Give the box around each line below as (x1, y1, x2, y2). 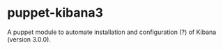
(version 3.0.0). (7, 35, 51, 43)
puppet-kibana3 (7, 5, 103, 21)
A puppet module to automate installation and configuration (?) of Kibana (7, 28, 217, 36)
